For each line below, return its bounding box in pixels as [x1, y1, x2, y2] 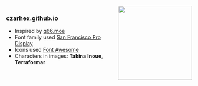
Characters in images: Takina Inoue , [14, 52, 103, 59]
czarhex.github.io [6, 14, 59, 22]
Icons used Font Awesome [14, 47, 80, 54]
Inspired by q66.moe [14, 28, 65, 35]
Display [14, 40, 34, 47]
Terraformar [14, 59, 46, 66]
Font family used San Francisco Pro [14, 34, 101, 41]
